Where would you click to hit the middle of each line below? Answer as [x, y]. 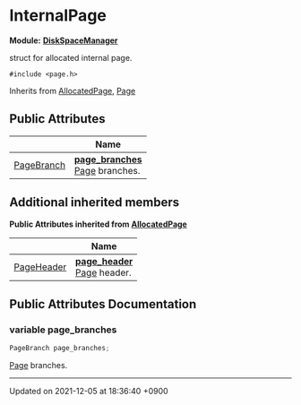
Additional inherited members [95, 202]
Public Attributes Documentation [103, 304]
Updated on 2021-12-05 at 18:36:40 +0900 [89, 392]
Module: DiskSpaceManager [64, 40]
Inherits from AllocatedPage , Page [73, 90]
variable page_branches [63, 330]
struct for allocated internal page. [71, 57]
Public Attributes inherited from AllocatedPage [99, 224]
